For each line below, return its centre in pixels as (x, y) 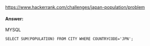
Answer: (14, 18)
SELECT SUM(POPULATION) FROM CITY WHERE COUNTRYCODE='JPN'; (69, 39)
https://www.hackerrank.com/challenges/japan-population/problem (75, 7)
